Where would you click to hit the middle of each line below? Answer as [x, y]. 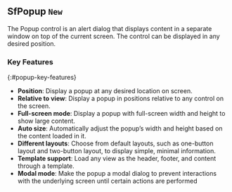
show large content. [46, 121]
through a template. [46, 166]
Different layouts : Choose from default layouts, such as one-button [115, 143]
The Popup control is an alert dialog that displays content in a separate [110, 28]
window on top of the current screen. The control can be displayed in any [114, 36]
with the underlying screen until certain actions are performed [107, 181]
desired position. [32, 43]
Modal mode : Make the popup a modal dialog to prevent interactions [117, 174]
